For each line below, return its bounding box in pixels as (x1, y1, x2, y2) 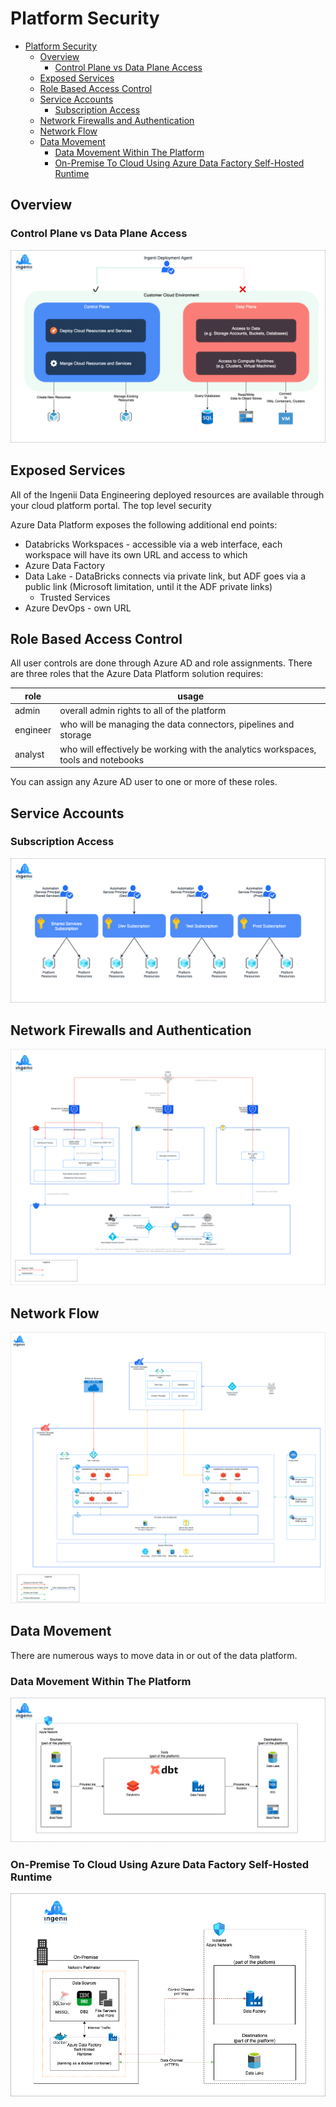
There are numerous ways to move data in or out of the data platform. (10, 1649, 298, 1661)
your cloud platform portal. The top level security (10, 499, 212, 511)
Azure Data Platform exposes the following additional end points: (10, 518, 278, 531)
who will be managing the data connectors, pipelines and (59, 718, 295, 731)
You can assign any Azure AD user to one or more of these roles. (10, 776, 278, 788)
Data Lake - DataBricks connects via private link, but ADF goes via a (24, 570, 307, 582)
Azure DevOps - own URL (24, 602, 132, 614)
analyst (14, 748, 45, 761)
